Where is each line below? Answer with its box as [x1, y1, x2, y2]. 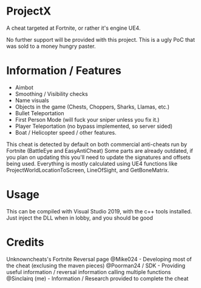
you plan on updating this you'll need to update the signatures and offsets [6, 153, 191, 161]
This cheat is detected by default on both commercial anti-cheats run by [6, 141, 187, 148]
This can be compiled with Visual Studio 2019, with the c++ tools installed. [6, 207, 192, 215]
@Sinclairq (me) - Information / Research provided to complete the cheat [6, 275, 189, 282]
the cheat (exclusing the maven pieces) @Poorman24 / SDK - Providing [6, 262, 186, 269]
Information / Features [6, 64, 121, 78]
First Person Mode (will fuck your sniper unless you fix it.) [15, 116, 160, 123]
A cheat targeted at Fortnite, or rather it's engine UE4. [6, 24, 141, 32]
